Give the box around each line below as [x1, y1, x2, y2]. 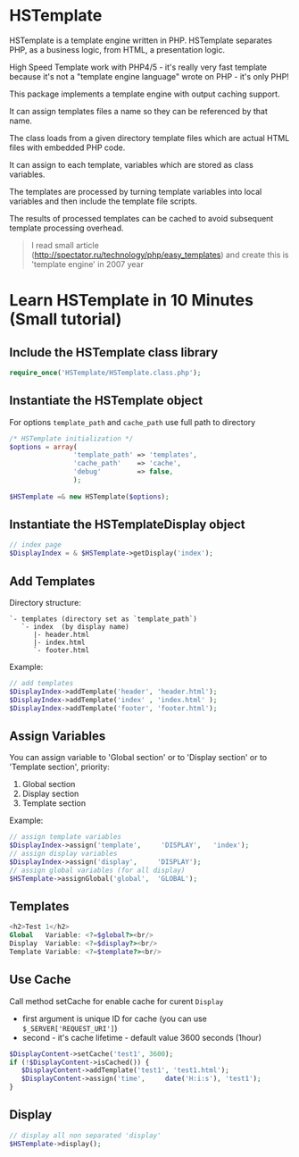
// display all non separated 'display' [9, 1131, 162, 1140]
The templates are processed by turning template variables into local [9, 186, 262, 197]
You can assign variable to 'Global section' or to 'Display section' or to [9, 752, 268, 763]
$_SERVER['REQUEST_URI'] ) [21, 1022, 118, 1033]
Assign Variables [9, 728, 106, 743]
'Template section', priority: [9, 761, 110, 773]
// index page [9, 541, 62, 549]
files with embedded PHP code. [9, 142, 126, 153]
